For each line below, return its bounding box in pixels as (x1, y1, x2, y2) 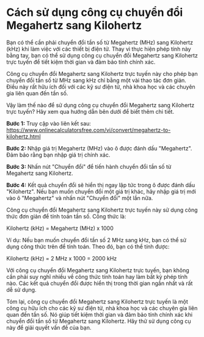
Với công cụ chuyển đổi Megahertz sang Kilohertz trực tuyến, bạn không (6, 266, 189, 274)
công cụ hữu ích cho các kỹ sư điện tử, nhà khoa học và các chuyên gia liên (6, 304, 198, 311)
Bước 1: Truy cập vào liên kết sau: (6, 119, 92, 127)
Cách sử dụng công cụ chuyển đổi (6, 6, 183, 20)
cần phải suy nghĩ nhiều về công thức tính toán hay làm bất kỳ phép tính (6, 273, 188, 280)
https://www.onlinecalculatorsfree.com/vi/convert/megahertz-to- (6, 126, 171, 133)
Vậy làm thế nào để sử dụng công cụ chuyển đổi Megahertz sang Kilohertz (6, 101, 195, 109)
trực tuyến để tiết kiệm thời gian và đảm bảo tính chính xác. (6, 58, 156, 65)
